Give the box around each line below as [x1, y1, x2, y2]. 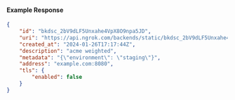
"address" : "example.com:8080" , [19, 61, 114, 68]
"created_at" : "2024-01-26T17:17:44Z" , [19, 41, 136, 48]
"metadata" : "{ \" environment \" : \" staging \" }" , [19, 54, 161, 61]
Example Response [6, 6, 64, 14]
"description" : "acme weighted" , [19, 47, 117, 54]
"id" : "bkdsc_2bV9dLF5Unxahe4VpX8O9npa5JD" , [19, 28, 152, 35]
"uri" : [19, 34, 39, 42]
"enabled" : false [32, 74, 82, 81]
